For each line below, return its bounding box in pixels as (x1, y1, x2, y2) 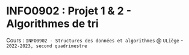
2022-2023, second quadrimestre (6, 43, 87, 49)
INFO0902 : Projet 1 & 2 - (6, 4, 132, 18)
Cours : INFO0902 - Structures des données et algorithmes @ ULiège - (6, 36, 184, 44)
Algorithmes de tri (6, 17, 99, 30)
